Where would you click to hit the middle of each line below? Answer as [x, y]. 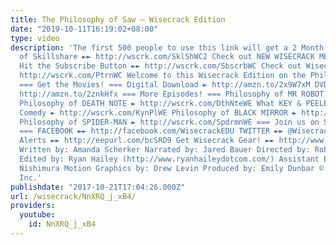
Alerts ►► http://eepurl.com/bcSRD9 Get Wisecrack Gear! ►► [147, 141]
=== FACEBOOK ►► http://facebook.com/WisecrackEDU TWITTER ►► [151, 131]
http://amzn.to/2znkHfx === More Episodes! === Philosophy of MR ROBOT [172, 94]
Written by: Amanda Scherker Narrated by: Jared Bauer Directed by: [165, 150]
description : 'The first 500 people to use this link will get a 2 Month [167, 47]
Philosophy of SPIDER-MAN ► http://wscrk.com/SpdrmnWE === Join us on [169, 122]
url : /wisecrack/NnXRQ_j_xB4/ [73, 196]
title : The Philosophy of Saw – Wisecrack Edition [118, 19]
